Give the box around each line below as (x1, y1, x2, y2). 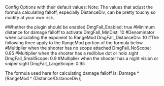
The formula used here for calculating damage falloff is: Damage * (5, 70, 139, 76)
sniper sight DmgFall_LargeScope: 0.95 (5, 61, 85, 66)
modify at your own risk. (5, 15, 55, 20)
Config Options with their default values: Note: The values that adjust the (5, 4, 153, 10)
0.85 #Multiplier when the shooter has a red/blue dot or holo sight (5, 50, 139, 56)
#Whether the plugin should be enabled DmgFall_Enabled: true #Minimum (5, 24, 155, 30)
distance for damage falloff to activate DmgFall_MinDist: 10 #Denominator (5, 29, 155, 35)
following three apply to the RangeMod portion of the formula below (5, 40, 143, 46)
